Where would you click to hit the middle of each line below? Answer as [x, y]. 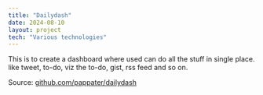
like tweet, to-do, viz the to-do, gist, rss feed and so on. [98, 68]
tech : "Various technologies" [58, 37]
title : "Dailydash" [40, 15]
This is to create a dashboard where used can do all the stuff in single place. [131, 59]
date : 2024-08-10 [37, 23]
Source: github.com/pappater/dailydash [73, 83]
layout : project [35, 30]
